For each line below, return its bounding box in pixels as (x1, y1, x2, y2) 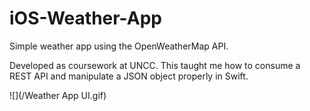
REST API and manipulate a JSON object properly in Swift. (9, 70, 249, 82)
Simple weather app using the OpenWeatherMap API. (9, 40, 229, 52)
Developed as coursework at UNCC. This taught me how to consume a (9, 59, 301, 71)
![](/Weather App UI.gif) (9, 89, 107, 101)
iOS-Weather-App (9, 7, 162, 30)
